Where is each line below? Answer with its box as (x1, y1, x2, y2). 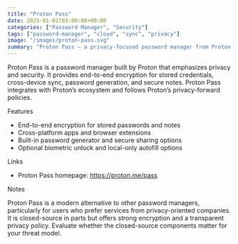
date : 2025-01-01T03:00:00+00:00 (7, 17, 107, 24)
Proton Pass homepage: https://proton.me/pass (17, 171, 158, 179)
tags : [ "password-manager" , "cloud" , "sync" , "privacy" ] (7, 30, 180, 38)
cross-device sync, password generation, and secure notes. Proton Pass (7, 78, 221, 86)
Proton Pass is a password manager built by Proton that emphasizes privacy (7, 63, 231, 71)
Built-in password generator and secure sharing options (17, 136, 182, 144)
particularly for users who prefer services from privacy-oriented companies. (7, 206, 232, 214)
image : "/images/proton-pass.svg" (7, 37, 110, 44)
